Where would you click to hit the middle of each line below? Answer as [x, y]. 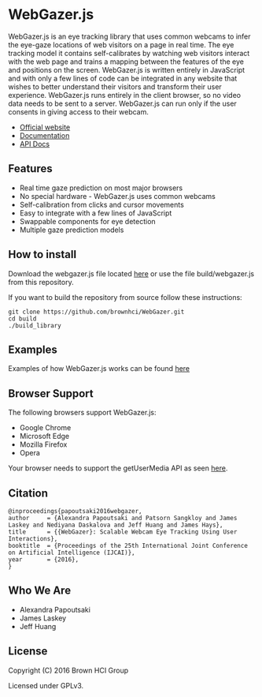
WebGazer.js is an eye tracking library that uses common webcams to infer [129, 36]
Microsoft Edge [44, 437]
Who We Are [40, 591]
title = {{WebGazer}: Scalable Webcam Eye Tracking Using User [123, 532]
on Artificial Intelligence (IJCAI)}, [72, 553]
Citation [28, 493]
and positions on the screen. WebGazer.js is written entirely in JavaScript [127, 69]
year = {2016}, [44, 560]
